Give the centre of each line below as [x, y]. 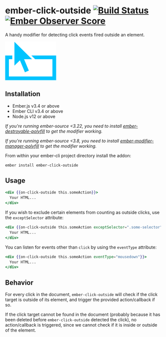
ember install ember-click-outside [42, 165]
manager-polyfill [22, 146]
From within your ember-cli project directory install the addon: [68, 155]
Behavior [19, 282]
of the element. [21, 330]
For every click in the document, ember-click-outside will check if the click [82, 295]
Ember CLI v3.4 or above [38, 111]
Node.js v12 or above [34, 116]
